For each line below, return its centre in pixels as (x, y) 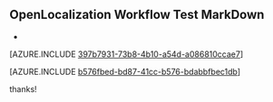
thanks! (24, 88)
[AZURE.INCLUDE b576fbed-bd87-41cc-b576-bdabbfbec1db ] (125, 71)
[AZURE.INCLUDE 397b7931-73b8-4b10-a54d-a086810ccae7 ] (127, 54)
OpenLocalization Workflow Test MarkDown (137, 15)
